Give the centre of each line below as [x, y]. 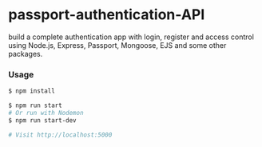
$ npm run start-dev [43, 120]
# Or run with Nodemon [46, 113]
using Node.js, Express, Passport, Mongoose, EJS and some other [117, 45]
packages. [26, 54]
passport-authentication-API [107, 15]
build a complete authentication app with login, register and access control [131, 37]
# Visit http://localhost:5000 [60, 135]
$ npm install [32, 91]
